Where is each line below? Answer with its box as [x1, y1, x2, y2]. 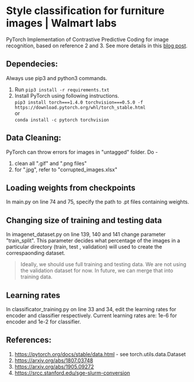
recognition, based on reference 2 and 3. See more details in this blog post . [6, 42, 188, 49]
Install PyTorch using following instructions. [14, 92, 120, 99]
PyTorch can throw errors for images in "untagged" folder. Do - [6, 148, 158, 156]
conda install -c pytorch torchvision [14, 117, 109, 123]
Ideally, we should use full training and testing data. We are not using [20, 261, 187, 268]
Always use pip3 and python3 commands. [6, 74, 108, 81]
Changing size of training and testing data [6, 215, 162, 225]
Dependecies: [6, 59, 58, 69]
